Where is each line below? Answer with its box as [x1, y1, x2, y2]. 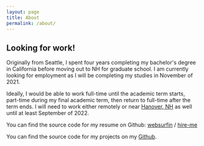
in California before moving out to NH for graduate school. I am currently [6, 65, 189, 73]
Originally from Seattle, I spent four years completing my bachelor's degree [6, 59, 197, 66]
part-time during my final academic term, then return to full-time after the [6, 97, 191, 104]
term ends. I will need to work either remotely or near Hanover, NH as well [6, 103, 192, 110]
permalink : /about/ [6, 20, 56, 26]
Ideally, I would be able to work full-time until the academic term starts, [6, 90, 185, 97]
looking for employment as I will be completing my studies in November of [6, 72, 194, 79]
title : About [6, 15, 40, 21]
